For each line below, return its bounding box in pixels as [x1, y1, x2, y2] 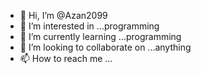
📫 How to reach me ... [19, 53, 113, 64]
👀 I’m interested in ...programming [19, 20, 160, 32]
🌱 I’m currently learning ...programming [19, 31, 182, 42]
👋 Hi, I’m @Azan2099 [19, 10, 108, 21]
